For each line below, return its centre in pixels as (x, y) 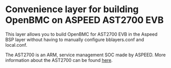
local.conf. (16, 45)
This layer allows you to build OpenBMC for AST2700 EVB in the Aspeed (81, 34)
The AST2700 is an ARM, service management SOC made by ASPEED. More (86, 55)
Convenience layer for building (72, 9)
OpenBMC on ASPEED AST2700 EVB (84, 20)
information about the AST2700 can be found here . (59, 60)
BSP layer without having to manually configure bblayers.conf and (75, 40)
